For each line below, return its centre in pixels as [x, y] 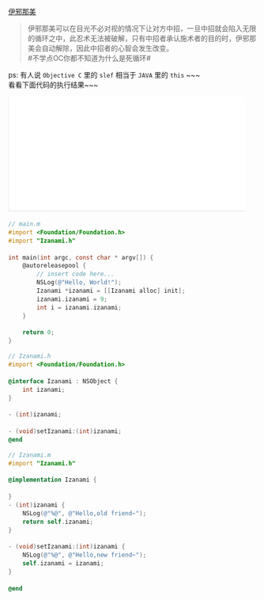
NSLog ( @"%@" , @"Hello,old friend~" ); [85, 513]
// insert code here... [75, 274]
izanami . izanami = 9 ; [72, 299]
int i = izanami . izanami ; [79, 307]
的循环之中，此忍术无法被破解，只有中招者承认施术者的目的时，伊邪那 [142, 38]
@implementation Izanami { [53, 480]
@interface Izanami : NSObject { [63, 381]
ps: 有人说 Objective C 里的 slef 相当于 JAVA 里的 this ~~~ [104, 75]
